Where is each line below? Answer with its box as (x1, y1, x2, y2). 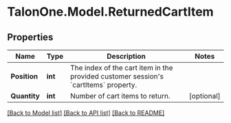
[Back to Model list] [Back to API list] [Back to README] (7, 109, 165, 117)
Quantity (10, 92, 40, 100)
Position (10, 72, 38, 81)
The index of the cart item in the (69, 63, 173, 72)
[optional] (188, 92, 221, 100)
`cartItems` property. (69, 80, 137, 90)
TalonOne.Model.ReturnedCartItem (7, 4, 214, 20)
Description (106, 52, 146, 61)
